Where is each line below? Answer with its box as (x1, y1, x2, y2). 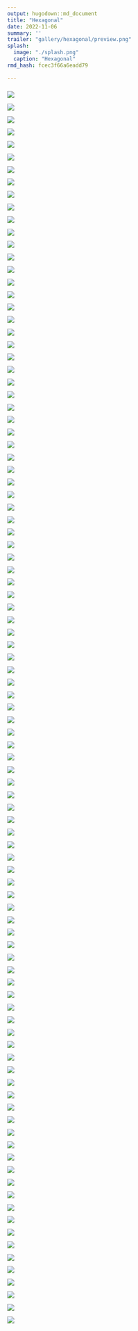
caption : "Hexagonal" (13, 56, 76, 63)
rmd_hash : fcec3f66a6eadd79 (7, 62, 89, 69)
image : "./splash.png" (13, 49, 79, 56)
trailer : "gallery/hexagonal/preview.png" (7, 36, 132, 43)
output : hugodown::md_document (7, 10, 98, 17)
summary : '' (7, 29, 42, 37)
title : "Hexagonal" (7, 17, 64, 24)
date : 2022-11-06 (7, 23, 58, 30)
